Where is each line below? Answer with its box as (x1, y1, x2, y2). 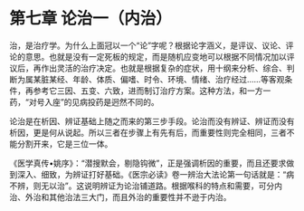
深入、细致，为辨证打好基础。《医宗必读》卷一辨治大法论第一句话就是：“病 (16, 168, 295, 179)
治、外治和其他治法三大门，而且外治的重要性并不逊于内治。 (9, 191, 232, 202)
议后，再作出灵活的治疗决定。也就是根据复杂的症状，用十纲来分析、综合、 (9, 62, 287, 73)
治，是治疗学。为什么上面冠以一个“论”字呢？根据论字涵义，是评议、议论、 (9, 40, 287, 51)
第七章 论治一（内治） (9, 8, 172, 29)
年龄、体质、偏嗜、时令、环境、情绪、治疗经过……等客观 (71, 73, 285, 84)
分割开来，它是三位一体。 (16, 138, 113, 149)
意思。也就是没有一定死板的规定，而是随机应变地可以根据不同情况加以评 (24, 51, 295, 62)
